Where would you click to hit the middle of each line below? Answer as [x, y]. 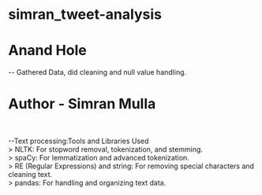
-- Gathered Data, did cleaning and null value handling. [97, 72]
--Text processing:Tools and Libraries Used [79, 141]
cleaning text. [30, 175]
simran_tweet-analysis [85, 15]
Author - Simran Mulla [82, 104]
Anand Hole [47, 51]
